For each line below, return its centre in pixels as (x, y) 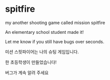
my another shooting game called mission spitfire (55, 23)
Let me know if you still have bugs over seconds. (55, 41)
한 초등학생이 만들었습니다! (31, 62)
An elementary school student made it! (44, 32)
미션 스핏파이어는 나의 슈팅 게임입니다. (42, 52)
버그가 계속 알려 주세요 (27, 73)
